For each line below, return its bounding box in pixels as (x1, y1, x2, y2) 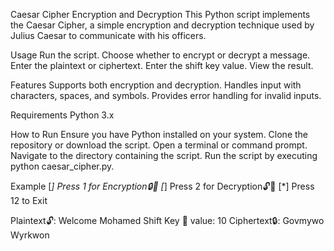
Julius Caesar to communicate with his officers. (10, 30, 207, 41)
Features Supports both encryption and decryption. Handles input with (10, 79, 302, 91)
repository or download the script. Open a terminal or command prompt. (10, 139, 308, 151)
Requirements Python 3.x (10, 109, 115, 121)
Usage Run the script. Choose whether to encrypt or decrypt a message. (10, 49, 311, 61)
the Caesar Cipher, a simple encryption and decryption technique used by (10, 19, 315, 31)
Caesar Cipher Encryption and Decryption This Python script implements (10, 9, 311, 20)
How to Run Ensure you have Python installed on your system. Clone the (10, 129, 308, 140)
